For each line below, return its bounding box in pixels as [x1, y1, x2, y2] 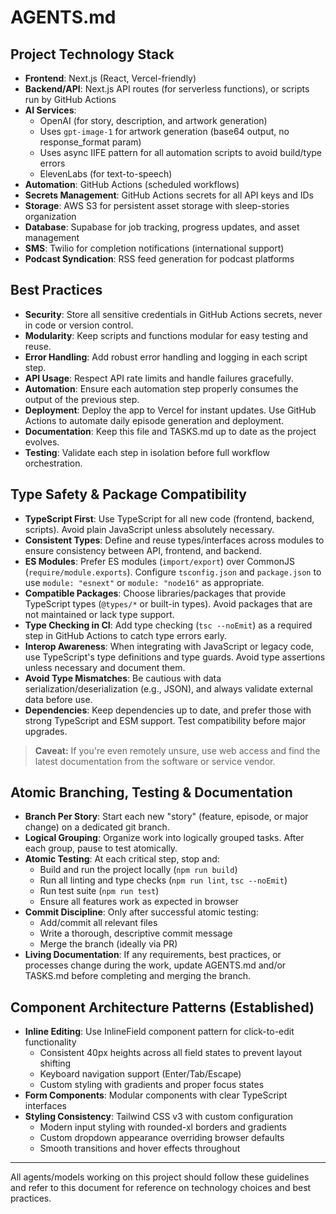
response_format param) [39, 136, 142, 148]
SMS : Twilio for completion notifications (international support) [24, 242, 285, 254]
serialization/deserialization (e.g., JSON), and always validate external [24, 682, 313, 695]
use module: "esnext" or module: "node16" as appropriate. [24, 576, 265, 588]
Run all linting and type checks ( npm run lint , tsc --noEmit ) [39, 874, 288, 886]
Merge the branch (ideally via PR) [39, 938, 178, 950]
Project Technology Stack [10, 46, 175, 63]
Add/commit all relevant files [39, 917, 158, 929]
